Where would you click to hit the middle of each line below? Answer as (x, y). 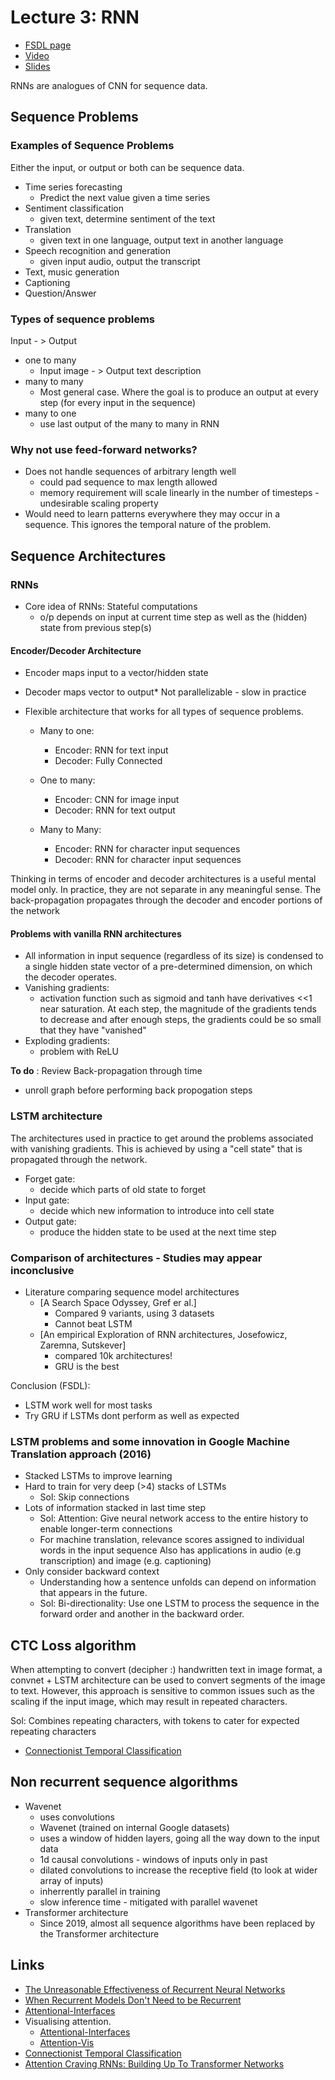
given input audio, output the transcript (120, 261)
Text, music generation (72, 272)
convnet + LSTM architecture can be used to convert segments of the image (168, 1680)
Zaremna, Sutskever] (83, 1345)
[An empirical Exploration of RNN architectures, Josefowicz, (163, 1334)
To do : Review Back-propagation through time (106, 1071)
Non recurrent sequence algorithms (124, 1782)
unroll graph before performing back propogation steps (138, 1090)
